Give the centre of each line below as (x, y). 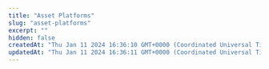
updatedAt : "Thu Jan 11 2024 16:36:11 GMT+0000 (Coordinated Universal (130, 52)
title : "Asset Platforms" (51, 15)
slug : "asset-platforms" (50, 23)
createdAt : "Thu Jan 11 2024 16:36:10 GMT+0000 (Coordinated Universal (130, 45)
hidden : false (32, 38)
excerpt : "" (28, 30)
